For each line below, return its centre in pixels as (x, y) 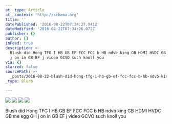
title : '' (16, 19)
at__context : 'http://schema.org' (42, 15)
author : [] (17, 39)
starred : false (21, 67)
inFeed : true (19, 43)
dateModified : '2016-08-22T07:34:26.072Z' (51, 29)
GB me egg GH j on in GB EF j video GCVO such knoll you (66, 116)
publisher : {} (20, 34)
